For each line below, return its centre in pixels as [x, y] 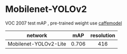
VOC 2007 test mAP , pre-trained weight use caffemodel [63, 23]
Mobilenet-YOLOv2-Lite [37, 43]
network [37, 35]
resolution [103, 35]
